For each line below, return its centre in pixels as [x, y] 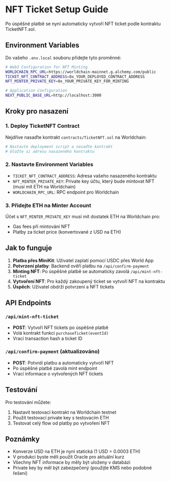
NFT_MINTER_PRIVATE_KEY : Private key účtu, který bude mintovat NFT [83, 181]
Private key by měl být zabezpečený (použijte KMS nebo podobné [82, 468]
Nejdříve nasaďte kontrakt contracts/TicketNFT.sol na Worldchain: [76, 137]
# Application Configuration [36, 91]
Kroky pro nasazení [37, 111]
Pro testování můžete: [28, 402]
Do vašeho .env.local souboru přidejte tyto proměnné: [63, 57]
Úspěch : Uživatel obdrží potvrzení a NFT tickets [63, 286]
